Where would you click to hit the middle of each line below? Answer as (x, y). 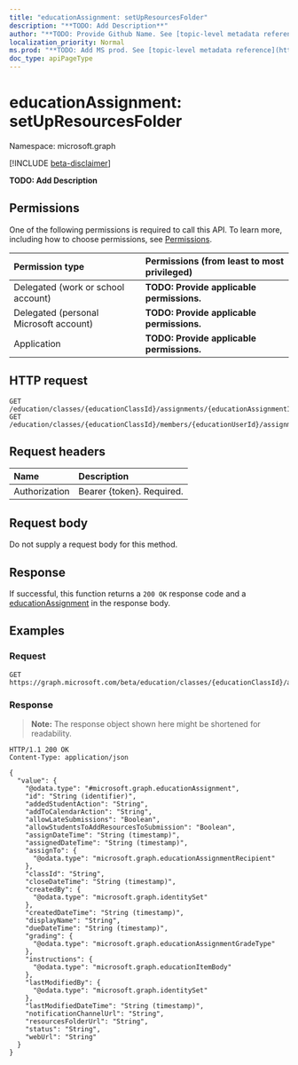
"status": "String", (63, 1029)
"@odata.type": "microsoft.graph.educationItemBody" (132, 967)
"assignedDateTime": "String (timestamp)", (107, 843)
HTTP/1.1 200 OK (39, 749)
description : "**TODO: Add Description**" (89, 26)
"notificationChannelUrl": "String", (95, 1014)
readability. (51, 733)
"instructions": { (59, 959)
